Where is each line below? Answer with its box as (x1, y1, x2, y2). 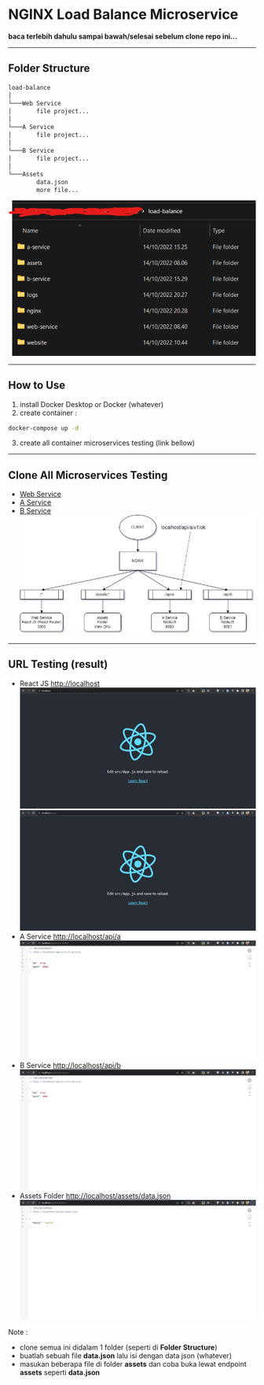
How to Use (8, 379, 66, 392)
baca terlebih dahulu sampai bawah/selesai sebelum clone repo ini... (8, 31, 238, 41)
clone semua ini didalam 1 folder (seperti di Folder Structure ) (19, 1342, 218, 1352)
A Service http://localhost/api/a (19, 931, 122, 941)
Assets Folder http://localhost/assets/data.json (19, 1191, 171, 1200)
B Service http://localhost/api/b (19, 1061, 122, 1070)
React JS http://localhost (19, 679, 101, 688)
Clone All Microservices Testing (8, 468, 168, 482)
